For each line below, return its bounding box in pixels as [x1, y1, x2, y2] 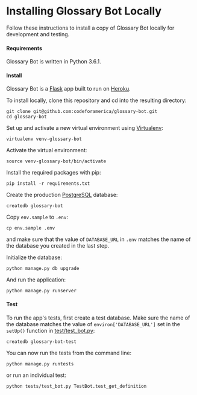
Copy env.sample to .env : [6, 213, 68, 221]
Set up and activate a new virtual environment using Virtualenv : [6, 124, 164, 132]
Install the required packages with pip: [6, 169, 101, 176]
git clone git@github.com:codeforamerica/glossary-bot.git [6, 109, 158, 115]
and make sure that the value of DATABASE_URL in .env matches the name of [6, 236, 191, 243]
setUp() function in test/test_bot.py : [6, 327, 95, 334]
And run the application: [6, 276, 66, 283]
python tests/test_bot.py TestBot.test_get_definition [6, 383, 147, 389]
